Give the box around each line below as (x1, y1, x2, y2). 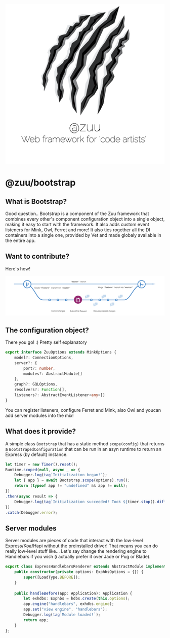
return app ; (23, 617, 49, 622)
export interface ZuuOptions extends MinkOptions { (5, 350, 116, 355)
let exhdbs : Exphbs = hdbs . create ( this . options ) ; (23, 596, 130, 601)
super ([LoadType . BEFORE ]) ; (23, 575, 80, 580)
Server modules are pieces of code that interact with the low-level (5, 538, 143, 544)
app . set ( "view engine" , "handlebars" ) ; (23, 607, 108, 612)
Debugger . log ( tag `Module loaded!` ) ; (23, 612, 101, 617)
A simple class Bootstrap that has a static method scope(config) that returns (5, 440, 165, 447)
